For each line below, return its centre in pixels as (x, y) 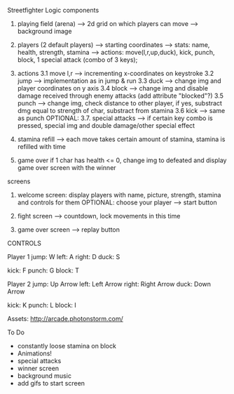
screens (19, 181)
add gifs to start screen (51, 383)
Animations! (35, 353)
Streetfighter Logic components (53, 10)
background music (44, 376)
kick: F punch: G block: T (43, 270)
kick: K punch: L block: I (42, 305)
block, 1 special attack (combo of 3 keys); (77, 60)
